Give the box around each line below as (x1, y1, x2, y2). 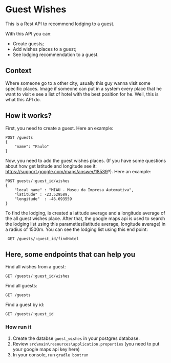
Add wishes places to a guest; (12, 46, 77, 52)
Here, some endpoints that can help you (5, 250, 136, 259)
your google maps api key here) (12, 346, 80, 352)
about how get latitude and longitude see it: (5, 163, 97, 169)
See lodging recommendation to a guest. (12, 51, 99, 58)
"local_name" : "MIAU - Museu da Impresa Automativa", (14, 187, 134, 192)
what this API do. (5, 96, 41, 102)
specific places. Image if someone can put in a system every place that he (5, 85, 162, 92)
